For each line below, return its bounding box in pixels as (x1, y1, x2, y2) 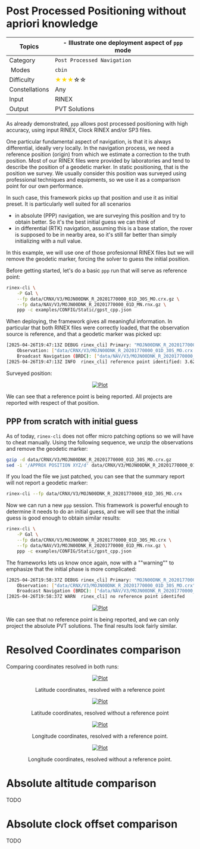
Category (9, 56, 36, 64)
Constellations (9, 85, 49, 93)
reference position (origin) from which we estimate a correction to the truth (6, 151, 190, 158)
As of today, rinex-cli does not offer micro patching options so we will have (6, 432, 194, 439)
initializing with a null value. (14, 237, 82, 245)
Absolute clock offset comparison (6, 817, 178, 831)
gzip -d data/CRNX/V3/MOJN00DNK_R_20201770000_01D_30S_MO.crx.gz (6, 456, 171, 463)
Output (9, 105, 29, 113)
